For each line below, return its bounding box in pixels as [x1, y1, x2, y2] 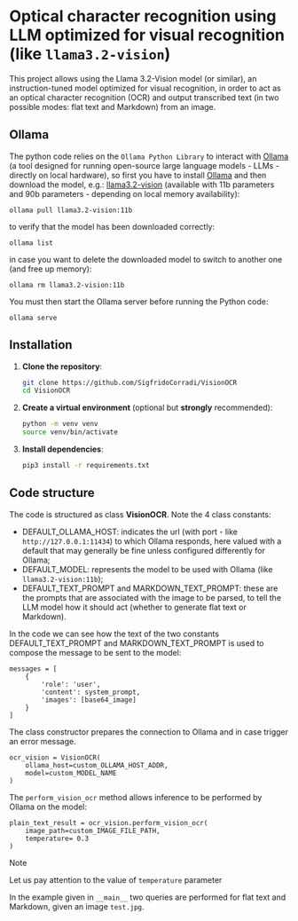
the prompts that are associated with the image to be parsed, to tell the [21, 592, 282, 602]
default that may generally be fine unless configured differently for [21, 545, 266, 555]
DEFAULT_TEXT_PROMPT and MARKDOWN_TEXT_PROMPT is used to [9, 637, 264, 649]
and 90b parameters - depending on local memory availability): [9, 188, 240, 199]
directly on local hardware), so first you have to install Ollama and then [9, 169, 267, 180]
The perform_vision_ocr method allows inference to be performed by [9, 791, 263, 802]
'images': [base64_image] [41, 695, 137, 705]
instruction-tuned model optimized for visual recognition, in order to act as [9, 83, 281, 93]
